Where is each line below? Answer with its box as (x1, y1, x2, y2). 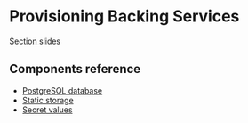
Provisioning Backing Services (9, 6, 240, 27)
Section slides (9, 36, 61, 46)
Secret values (21, 104, 73, 115)
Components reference (9, 61, 141, 77)
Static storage (21, 94, 74, 105)
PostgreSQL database (21, 85, 103, 95)
